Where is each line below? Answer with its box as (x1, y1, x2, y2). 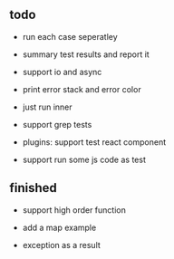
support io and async (22, 66, 102, 77)
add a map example (22, 222, 97, 233)
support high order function (22, 204, 127, 216)
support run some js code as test (22, 154, 147, 165)
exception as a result (22, 239, 101, 250)
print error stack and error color (22, 83, 142, 94)
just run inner (22, 101, 72, 112)
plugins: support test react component (22, 136, 166, 148)
